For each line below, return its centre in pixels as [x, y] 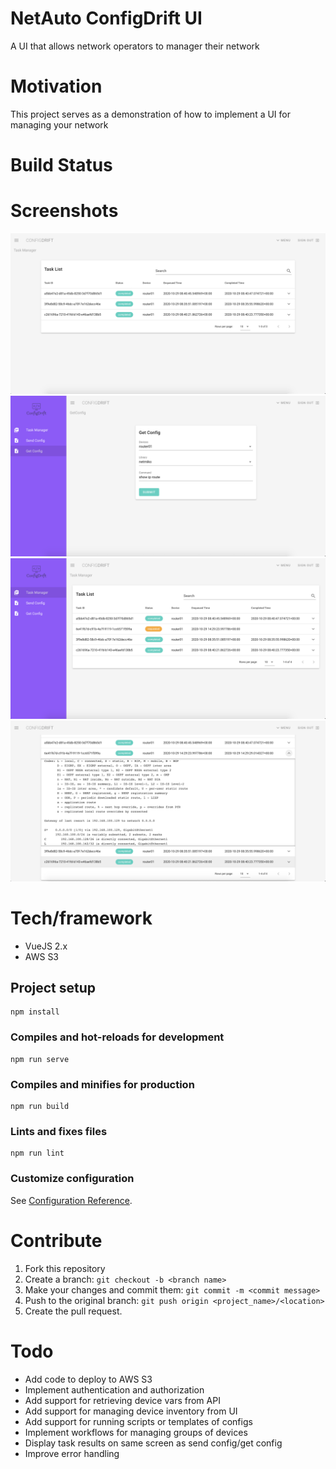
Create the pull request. [73, 1311]
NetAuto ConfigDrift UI [106, 18]
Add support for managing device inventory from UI [131, 1411]
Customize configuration [72, 1179]
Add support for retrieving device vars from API [122, 1400]
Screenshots [64, 211]
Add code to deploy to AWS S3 [88, 1379]
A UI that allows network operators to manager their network [135, 46]
